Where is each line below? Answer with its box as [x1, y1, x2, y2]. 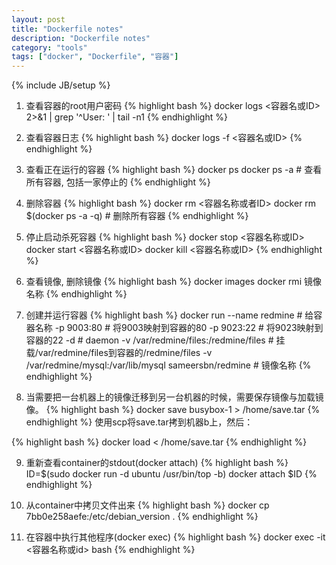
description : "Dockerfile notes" [11, 33, 151, 43]
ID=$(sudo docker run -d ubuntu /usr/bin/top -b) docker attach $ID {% [25, 468, 318, 480]
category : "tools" [11, 42, 88, 53]
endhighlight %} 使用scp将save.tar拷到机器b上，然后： [25, 416, 254, 428]
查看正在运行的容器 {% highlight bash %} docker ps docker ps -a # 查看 [25, 164, 323, 176]
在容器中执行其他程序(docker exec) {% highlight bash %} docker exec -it [25, 531, 326, 543]
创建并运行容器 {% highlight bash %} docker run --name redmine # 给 [25, 309, 314, 321]
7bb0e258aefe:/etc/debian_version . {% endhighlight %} [25, 511, 259, 523]
